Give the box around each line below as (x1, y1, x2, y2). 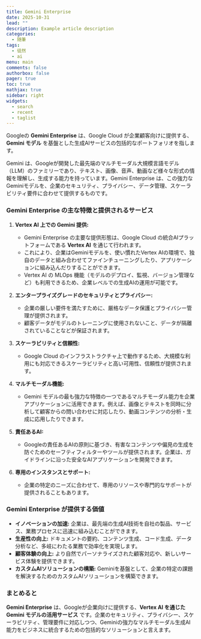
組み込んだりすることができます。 (40, 263, 124, 271)
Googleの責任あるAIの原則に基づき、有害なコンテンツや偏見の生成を (23, 440, 194, 448)
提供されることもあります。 (23, 488, 92, 496)
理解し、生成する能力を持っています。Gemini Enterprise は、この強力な (16, 175, 193, 182)
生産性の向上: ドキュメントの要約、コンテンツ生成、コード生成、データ (14, 535, 192, 542)
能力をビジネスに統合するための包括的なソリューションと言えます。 (6, 626, 174, 634)
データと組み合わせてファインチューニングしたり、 (34, 256, 161, 263)
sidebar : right (6, 92, 44, 98)
